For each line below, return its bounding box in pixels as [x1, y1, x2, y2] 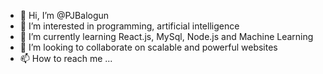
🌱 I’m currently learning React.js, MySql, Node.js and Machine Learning [19, 31, 314, 42]
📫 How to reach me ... [19, 53, 113, 64]
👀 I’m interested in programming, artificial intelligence [19, 20, 240, 32]
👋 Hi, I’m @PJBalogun [19, 10, 110, 21]
